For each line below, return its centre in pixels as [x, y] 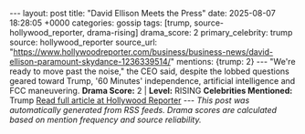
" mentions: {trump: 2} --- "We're [233, 62]
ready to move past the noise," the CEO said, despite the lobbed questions [149, 71]
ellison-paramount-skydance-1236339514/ [90, 62]
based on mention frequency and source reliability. [105, 119]
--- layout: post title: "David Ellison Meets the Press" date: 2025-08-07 [142, 13]
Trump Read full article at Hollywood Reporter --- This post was [130, 100]
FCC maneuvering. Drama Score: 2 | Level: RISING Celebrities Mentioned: [151, 91]
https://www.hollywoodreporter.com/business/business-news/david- [143, 52]
